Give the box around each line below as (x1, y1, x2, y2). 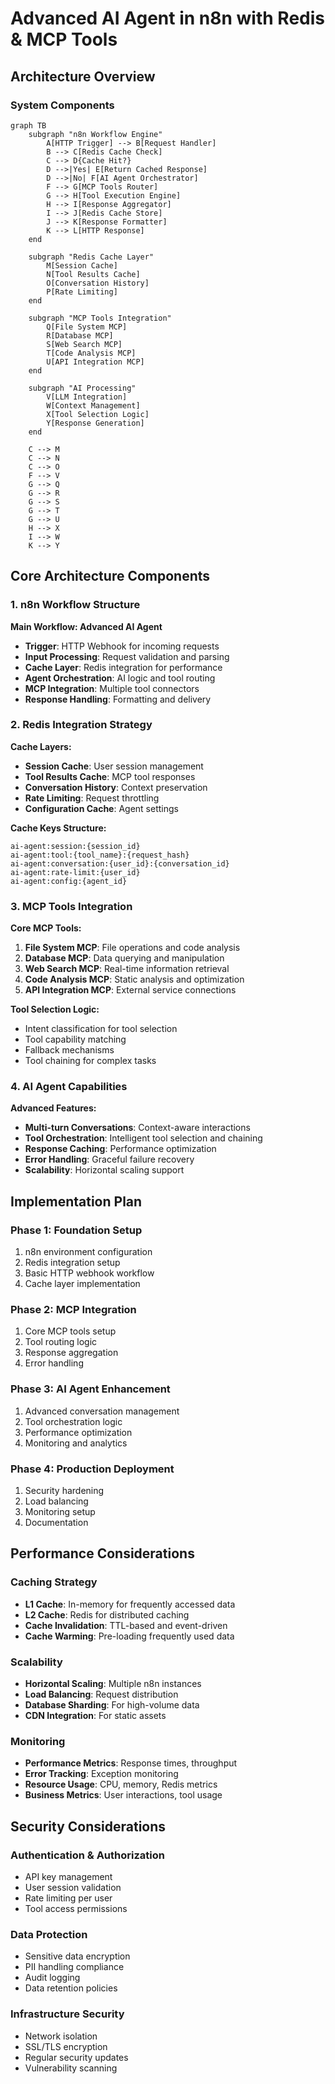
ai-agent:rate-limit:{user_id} (10, 867, 141, 877)
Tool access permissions (24, 1903, 128, 1914)
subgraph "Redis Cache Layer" (28, 252, 155, 262)
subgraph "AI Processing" (28, 383, 137, 393)
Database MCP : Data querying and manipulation (24, 952, 225, 964)
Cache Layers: (10, 740, 72, 752)
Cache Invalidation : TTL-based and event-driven (24, 1619, 228, 1631)
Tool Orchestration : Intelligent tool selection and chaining (24, 1132, 263, 1144)
